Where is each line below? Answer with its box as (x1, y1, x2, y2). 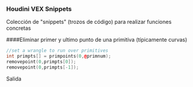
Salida (6, 75, 22, 82)
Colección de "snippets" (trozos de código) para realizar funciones (6, 18, 172, 26)
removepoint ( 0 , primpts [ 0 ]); (6, 59, 77, 65)
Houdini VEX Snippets (6, 5, 72, 13)
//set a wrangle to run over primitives (6, 48, 109, 54)
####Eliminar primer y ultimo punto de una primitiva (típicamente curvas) (6, 36, 188, 44)
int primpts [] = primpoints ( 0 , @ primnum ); (6, 53, 111, 60)
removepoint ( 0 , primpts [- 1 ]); (6, 64, 79, 70)
